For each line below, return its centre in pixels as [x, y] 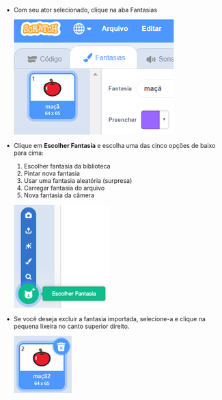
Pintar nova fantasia [52, 173]
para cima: [28, 153]
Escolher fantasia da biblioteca [67, 166]
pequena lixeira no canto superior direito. [71, 326]
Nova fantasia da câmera [59, 195]
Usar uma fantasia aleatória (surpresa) [78, 180]
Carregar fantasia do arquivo [64, 188]
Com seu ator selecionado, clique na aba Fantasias [85, 10]
